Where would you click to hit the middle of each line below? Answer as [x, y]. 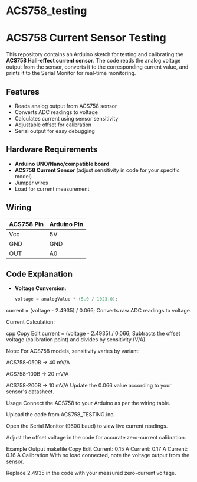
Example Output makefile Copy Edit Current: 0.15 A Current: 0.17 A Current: [97, 449]
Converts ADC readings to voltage [56, 112]
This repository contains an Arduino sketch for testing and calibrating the [95, 54]
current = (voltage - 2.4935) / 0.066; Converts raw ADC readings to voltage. [99, 311]
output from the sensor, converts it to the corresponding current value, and [97, 67]
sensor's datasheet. [30, 392]
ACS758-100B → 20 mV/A [37, 374]
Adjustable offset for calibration [53, 125]
